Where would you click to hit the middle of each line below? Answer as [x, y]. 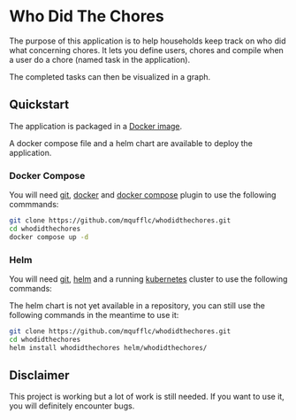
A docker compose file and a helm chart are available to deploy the [131, 143]
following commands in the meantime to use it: [94, 315]
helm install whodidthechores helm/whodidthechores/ [108, 347]
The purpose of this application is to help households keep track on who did [148, 41]
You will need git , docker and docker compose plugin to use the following [143, 195]
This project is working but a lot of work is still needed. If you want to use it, [147, 397]
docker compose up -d [49, 237]
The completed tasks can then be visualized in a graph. [110, 76]
